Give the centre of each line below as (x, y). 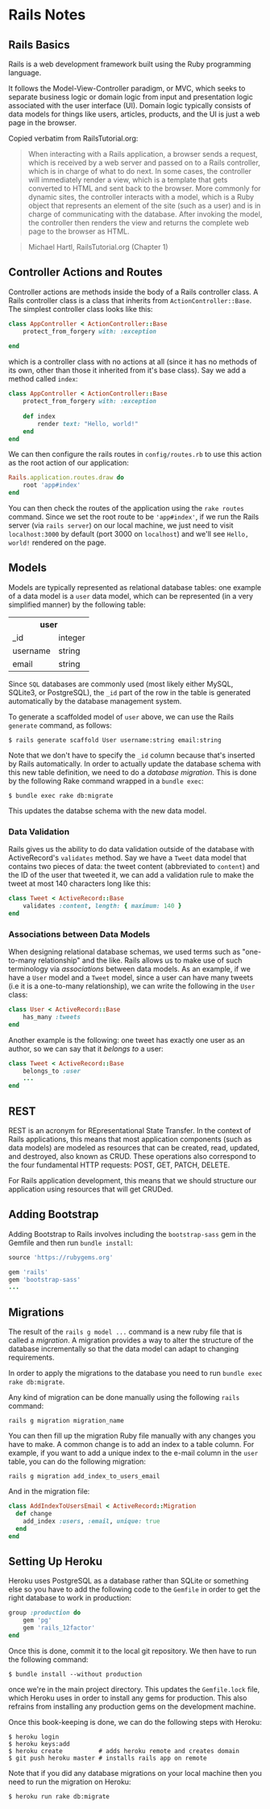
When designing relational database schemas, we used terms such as (125, 952)
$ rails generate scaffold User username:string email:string (115, 740)
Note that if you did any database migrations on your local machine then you (135, 1773)
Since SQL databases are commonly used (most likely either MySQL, (121, 684)
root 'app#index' (52, 485)
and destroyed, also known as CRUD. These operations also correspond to (132, 1157)
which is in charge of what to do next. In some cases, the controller (140, 171)
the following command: (48, 1659)
